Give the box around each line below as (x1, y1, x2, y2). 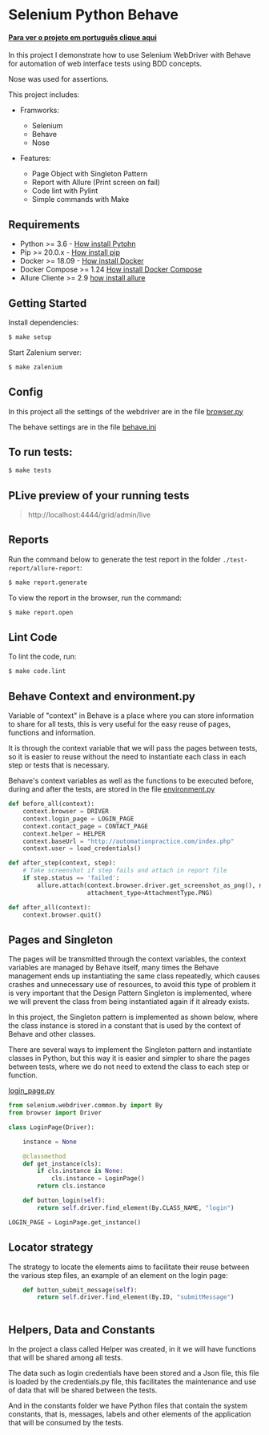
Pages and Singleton (8, 933, 114, 946)
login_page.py (8, 1086, 55, 1095)
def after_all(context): (8, 903, 91, 911)
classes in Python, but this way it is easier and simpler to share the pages (8, 1054, 251, 1063)
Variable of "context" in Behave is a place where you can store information (8, 711, 255, 720)
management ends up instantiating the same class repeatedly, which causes (8, 971, 260, 981)
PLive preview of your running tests (8, 489, 190, 502)
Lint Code (8, 631, 58, 644)
